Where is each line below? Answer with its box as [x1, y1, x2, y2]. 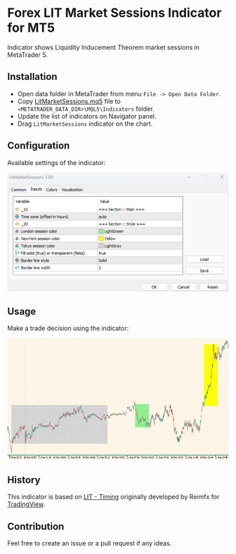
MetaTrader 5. [7, 51, 48, 59]
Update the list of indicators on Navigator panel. [17, 112, 157, 120]
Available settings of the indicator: [7, 158, 106, 166]
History [7, 474, 41, 486]
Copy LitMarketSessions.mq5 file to [17, 97, 121, 105]
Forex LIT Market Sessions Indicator [7, 5, 222, 21]
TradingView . [7, 500, 46, 508]
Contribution [7, 520, 65, 532]
